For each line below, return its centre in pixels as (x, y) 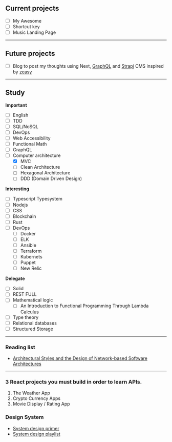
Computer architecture (37, 155)
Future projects (30, 54)
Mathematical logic (33, 300)
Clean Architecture (40, 167)
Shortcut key (26, 26)
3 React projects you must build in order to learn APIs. (74, 381)
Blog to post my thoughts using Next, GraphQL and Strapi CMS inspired (88, 66)
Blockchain (24, 216)
